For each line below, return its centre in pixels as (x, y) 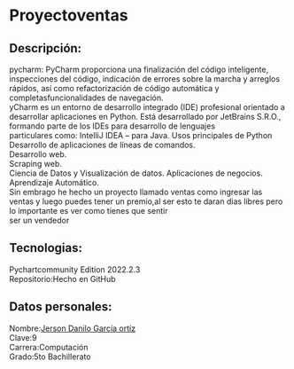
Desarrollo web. (38, 154)
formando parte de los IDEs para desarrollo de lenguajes (112, 126)
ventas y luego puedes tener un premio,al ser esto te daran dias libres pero (146, 201)
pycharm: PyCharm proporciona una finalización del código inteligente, (139, 69)
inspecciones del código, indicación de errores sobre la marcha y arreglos (145, 79)
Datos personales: (61, 307)
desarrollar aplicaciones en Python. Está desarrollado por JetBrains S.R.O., (145, 117)
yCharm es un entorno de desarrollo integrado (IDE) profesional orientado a (147, 107)
